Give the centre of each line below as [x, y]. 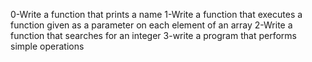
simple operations [47, 46]
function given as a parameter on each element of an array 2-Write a [151, 25]
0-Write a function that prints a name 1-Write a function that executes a [156, 14]
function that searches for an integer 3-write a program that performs [153, 35]
